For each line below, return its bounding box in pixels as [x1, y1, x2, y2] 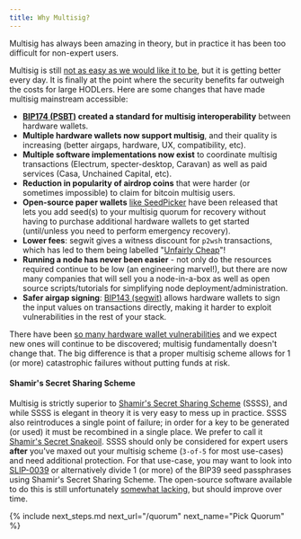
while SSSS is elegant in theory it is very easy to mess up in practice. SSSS [9, 407, 288, 418]
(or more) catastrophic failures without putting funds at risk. [9, 357, 231, 368]
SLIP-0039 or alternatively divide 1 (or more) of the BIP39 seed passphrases [9, 464, 292, 475]
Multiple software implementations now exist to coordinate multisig [22, 149, 278, 160]
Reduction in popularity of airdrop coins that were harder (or [22, 177, 251, 189]
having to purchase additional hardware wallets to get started [22, 216, 250, 226]
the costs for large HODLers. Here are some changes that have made [9, 84, 265, 94]
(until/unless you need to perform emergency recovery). [22, 225, 231, 236]
